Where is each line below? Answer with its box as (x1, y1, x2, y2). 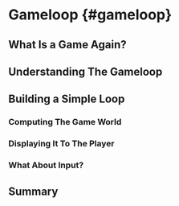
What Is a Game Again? (8, 38, 127, 51)
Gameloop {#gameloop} (8, 6, 173, 24)
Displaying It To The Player (8, 138, 115, 150)
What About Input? (8, 159, 84, 171)
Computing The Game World (8, 117, 122, 128)
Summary (8, 184, 59, 198)
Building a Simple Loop (8, 93, 125, 106)
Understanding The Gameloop (8, 64, 163, 78)
